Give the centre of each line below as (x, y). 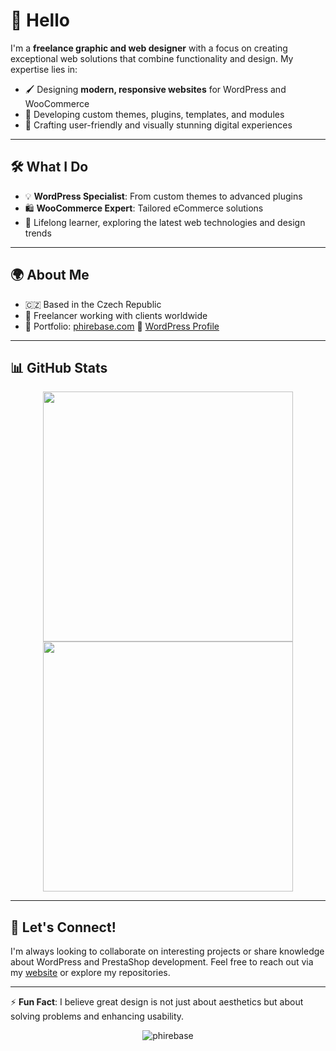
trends (38, 233)
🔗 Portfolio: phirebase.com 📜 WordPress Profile (122, 326)
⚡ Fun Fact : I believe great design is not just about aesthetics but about (157, 1002)
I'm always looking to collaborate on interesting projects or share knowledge (167, 951)
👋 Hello (40, 20)
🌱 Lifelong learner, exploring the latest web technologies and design (165, 222)
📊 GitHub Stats (59, 367)
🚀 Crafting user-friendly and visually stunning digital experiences (158, 125)
